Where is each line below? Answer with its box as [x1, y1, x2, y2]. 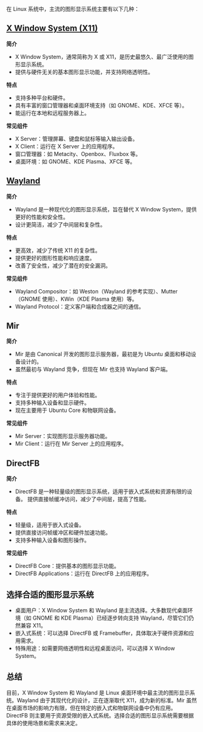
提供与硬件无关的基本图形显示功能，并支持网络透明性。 [15, 68, 153, 75]
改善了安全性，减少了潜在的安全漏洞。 [15, 262, 111, 269]
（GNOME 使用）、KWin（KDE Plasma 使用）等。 [15, 295, 138, 303]
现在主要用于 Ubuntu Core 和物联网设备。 [15, 406, 119, 414]
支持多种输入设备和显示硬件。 [15, 399, 90, 406]
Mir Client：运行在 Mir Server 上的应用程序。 [15, 440, 127, 448]
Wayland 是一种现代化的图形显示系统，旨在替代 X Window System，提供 [15, 205, 197, 213]
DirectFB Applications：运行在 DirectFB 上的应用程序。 [15, 570, 153, 577]
